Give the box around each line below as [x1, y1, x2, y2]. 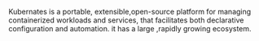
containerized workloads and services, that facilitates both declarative [8, 15, 244, 25]
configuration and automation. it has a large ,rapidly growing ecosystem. [8, 24, 252, 33]
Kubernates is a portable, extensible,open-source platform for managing [8, 7, 252, 16]
